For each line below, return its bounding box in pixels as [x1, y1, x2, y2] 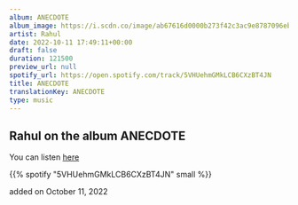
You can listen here [9, 152, 80, 162]
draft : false [9, 46, 58, 55]
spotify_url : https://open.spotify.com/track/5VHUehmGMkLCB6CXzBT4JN [9, 71, 272, 80]
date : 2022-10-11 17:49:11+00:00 [9, 37, 133, 47]
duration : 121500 [9, 54, 74, 63]
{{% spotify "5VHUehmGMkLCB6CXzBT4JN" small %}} [9, 170, 213, 180]
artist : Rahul [9, 29, 62, 38]
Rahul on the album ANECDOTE [9, 128, 186, 143]
